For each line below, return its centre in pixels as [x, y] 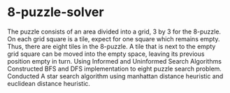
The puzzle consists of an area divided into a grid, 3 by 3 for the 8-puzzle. [114, 31]
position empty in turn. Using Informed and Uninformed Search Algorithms [115, 61]
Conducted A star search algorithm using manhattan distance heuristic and [115, 76]
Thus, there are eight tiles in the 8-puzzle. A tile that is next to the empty [112, 46]
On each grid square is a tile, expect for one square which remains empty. [114, 38]
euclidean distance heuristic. [49, 83]
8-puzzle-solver [56, 12]
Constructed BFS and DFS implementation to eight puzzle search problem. [115, 69]
